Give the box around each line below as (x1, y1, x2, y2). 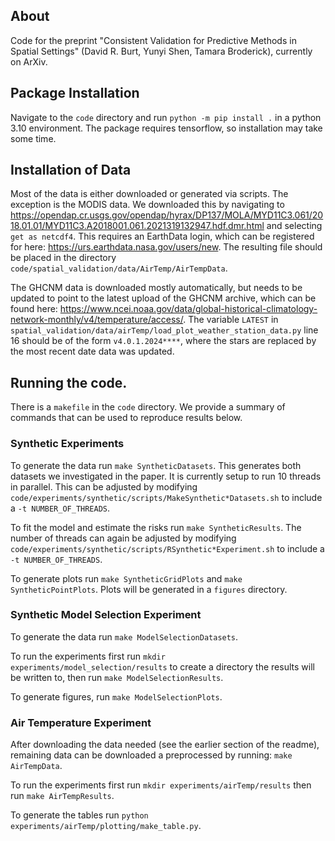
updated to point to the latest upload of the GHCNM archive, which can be (10, 292, 317, 304)
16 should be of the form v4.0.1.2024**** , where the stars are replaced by (10, 335, 317, 347)
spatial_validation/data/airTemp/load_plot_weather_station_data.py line (10, 324, 319, 336)
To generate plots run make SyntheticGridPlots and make (10, 572, 243, 584)
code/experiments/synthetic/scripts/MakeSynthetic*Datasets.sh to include (10, 491, 323, 503)
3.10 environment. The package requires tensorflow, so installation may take (10, 122, 323, 134)
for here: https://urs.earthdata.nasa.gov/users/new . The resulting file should (10, 241, 323, 253)
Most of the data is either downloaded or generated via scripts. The (10, 188, 289, 200)
